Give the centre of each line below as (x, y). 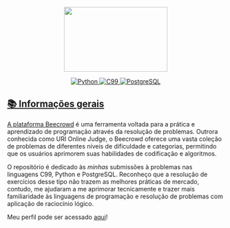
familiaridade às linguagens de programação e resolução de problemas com (115, 196)
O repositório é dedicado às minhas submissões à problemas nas (100, 167)
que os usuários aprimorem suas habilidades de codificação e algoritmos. (112, 153)
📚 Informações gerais (56, 104)
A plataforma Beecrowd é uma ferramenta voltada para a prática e (101, 124)
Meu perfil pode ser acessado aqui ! (57, 217)
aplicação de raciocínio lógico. (51, 203)
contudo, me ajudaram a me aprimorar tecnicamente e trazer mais (101, 189)
